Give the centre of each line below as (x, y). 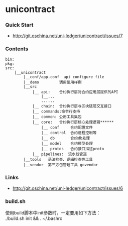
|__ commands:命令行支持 (56, 111)
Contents (17, 49)
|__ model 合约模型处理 (67, 143)
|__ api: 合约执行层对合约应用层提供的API (75, 92)
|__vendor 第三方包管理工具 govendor (61, 165)
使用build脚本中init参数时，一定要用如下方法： (53, 213)
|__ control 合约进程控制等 (69, 133)
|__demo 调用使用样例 (52, 82)
